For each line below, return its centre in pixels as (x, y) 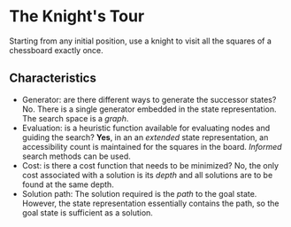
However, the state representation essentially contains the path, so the (150, 203)
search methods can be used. (76, 156)
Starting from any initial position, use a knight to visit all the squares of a (141, 41)
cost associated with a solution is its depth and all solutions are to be (147, 175)
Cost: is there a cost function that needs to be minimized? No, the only (150, 165)
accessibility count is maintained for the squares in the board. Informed (152, 146)
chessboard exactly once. (56, 50)
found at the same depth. (68, 184)
